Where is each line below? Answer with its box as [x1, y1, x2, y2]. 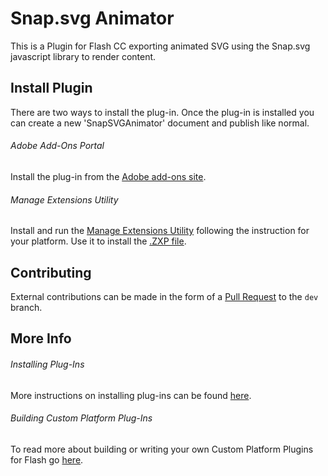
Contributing [10, 264, 92, 281]
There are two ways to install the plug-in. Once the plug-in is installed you [10, 106, 315, 118]
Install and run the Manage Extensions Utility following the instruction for [10, 225, 310, 237]
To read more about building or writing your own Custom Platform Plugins [10, 443, 314, 455]
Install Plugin [10, 80, 93, 97]
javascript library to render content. [10, 50, 157, 62]
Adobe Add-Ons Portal [10, 140, 105, 152]
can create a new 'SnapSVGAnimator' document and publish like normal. [10, 117, 310, 129]
